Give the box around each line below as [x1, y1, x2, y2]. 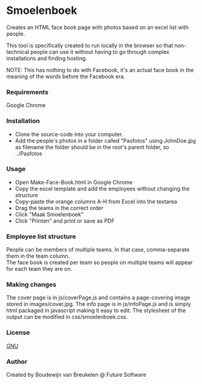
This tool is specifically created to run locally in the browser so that [6, 42, 174, 49]
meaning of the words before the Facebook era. [6, 73, 126, 80]
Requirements [6, 88, 49, 96]
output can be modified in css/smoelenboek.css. [6, 313, 128, 321]
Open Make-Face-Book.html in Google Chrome [15, 178, 133, 186]
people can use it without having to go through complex [30, 48, 169, 55]
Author [6, 357, 28, 366]
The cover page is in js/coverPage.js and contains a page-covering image [6, 294, 191, 301]
